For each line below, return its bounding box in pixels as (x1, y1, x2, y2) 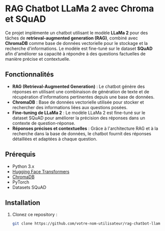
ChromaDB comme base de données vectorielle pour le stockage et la (5, 40, 148, 46)
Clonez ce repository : (12, 212, 58, 218)
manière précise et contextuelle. (5, 56, 70, 62)
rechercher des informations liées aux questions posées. (12, 104, 128, 110)
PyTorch (12, 179, 30, 185)
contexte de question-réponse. (12, 120, 75, 126)
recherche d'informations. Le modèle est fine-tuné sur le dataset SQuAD (5, 45, 153, 51)
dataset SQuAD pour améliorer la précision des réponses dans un (12, 115, 145, 121)
